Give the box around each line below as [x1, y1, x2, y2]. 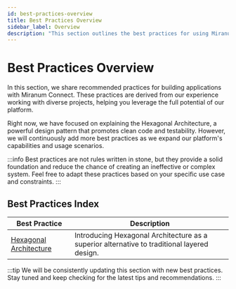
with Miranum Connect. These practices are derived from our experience [7, 90, 219, 99]
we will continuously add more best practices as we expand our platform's [7, 134, 223, 142]
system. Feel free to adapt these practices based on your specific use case [7, 170, 225, 179]
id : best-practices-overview [7, 10, 93, 18]
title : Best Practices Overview [7, 17, 102, 24]
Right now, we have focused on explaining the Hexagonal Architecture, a [7, 119, 217, 128]
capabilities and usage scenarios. [7, 142, 104, 150]
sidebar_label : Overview [7, 23, 80, 30]
